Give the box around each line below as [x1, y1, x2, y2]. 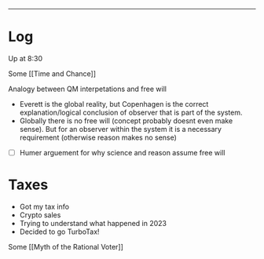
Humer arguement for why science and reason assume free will [19, 148, 225, 157]
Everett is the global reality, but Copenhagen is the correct [19, 99, 209, 108]
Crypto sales [19, 210, 61, 220]
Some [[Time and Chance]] [8, 68, 97, 78]
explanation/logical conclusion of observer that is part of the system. [19, 108, 243, 117]
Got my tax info [19, 202, 69, 211]
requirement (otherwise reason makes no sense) [19, 133, 177, 142]
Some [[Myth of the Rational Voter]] [8, 242, 124, 251]
